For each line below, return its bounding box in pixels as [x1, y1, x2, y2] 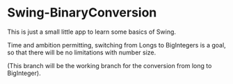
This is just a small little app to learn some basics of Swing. [7, 28, 176, 36]
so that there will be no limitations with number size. [7, 48, 156, 56]
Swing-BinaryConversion [7, 5, 157, 21]
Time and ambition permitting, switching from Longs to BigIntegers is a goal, [7, 41, 226, 49]
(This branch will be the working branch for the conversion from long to [7, 61, 212, 70]
